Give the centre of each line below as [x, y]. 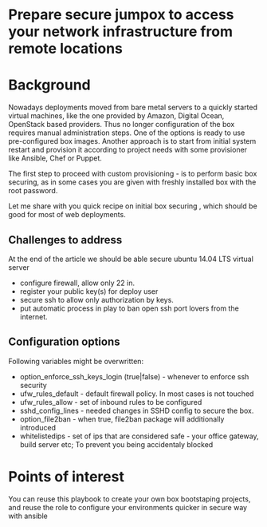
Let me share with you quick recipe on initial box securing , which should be [133, 206]
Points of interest [67, 476]
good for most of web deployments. [67, 215]
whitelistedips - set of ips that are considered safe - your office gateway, [139, 436]
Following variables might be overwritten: [76, 361]
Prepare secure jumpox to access [121, 15]
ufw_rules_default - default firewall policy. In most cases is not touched [137, 394]
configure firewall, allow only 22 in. [77, 283]
